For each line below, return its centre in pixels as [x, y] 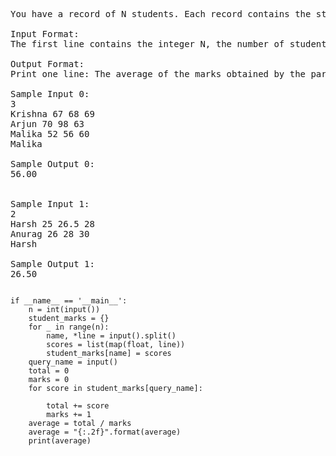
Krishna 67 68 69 [52, 114]
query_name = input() [73, 362]
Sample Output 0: [52, 164]
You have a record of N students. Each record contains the [161, 14]
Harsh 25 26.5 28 [52, 224]
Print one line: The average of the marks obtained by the [158, 74]
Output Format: [47, 64]
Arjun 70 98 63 [47, 124]
